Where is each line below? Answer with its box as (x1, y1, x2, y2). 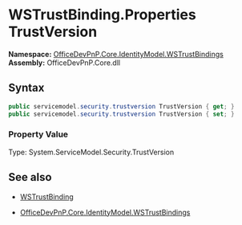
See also (8, 170, 52, 184)
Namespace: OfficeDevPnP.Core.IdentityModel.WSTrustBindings (8, 49, 224, 59)
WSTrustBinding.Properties (8, 6, 196, 24)
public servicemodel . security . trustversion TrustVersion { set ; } (8, 110, 235, 118)
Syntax (8, 81, 45, 95)
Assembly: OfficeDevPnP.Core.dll (8, 58, 121, 67)
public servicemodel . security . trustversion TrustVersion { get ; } (8, 102, 235, 110)
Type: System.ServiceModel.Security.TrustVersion (8, 147, 175, 157)
